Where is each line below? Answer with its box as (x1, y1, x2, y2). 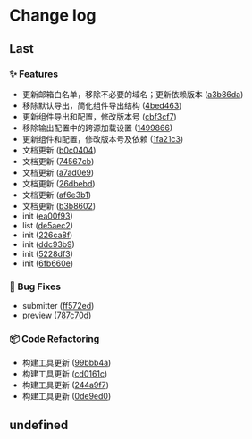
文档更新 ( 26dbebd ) (21, 178, 96, 188)
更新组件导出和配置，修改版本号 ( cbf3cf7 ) (21, 111, 177, 121)
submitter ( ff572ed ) (21, 301, 95, 311)
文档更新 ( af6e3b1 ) (21, 189, 92, 200)
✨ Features (9, 68, 59, 80)
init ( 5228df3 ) (21, 248, 74, 259)
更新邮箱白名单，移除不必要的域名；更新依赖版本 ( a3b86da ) (21, 88, 244, 99)
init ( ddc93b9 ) (21, 238, 76, 250)
